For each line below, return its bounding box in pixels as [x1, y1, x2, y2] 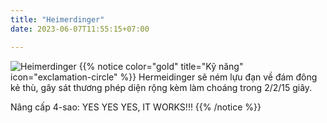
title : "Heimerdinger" [10, 14, 105, 25]
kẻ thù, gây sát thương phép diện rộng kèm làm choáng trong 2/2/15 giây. [10, 81, 313, 93]
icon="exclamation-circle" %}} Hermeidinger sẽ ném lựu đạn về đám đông [10, 71, 318, 83]
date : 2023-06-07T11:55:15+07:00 [10, 24, 150, 34]
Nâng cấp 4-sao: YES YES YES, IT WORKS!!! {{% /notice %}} [10, 101, 262, 113]
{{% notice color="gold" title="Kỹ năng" [78, 60, 244, 72]
